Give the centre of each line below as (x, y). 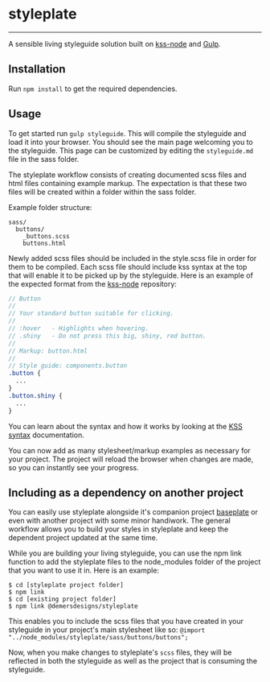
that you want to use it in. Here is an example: (84, 570)
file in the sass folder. (44, 159)
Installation (37, 69)
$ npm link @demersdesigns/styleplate (73, 606)
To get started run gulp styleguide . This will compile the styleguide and (127, 133)
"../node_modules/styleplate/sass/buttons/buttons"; (98, 638)
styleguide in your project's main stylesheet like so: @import (107, 630)
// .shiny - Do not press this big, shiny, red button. (107, 336)
